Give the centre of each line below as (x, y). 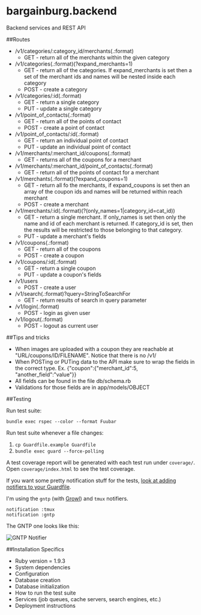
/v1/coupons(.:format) (42, 242)
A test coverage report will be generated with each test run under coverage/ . (100, 462)
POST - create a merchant (56, 204)
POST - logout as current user (61, 325)
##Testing (19, 399)
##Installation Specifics (35, 549)
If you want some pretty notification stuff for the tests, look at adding (91, 480)
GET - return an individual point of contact (76, 140)
